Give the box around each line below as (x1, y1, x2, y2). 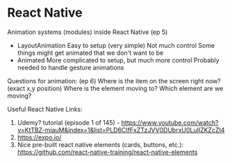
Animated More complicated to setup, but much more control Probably (17, 55, 220, 64)
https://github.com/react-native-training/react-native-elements (17, 148, 198, 156)
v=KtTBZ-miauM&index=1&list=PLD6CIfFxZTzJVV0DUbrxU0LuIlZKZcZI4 (17, 126, 225, 134)
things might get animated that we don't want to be (17, 49, 164, 57)
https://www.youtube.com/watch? (121, 118, 219, 126)
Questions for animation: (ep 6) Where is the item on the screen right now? (7, 76, 221, 85)
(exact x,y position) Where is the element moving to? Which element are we (7, 84, 224, 92)
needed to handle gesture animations (17, 63, 124, 71)
